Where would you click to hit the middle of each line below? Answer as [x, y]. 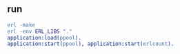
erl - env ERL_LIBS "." [40, 31]
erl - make [21, 25]
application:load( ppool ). [44, 38]
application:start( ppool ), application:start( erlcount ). [91, 44]
